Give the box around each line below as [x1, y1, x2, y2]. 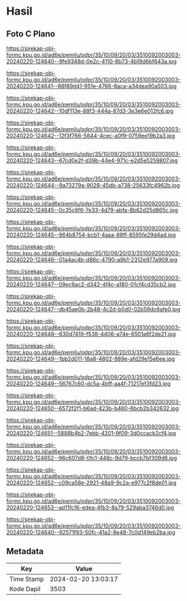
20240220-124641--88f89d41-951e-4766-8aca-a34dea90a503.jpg [6, 82, 177, 90]
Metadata [6, 546, 44, 556]
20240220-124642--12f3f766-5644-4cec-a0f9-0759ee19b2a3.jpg [6, 132, 175, 139]
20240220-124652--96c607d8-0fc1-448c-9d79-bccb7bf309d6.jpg [6, 455, 177, 461]
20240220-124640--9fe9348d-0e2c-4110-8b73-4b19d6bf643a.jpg [6, 58, 177, 65]
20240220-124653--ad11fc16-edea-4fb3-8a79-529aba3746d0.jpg [6, 504, 175, 511]
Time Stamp [9, 575, 44, 583]
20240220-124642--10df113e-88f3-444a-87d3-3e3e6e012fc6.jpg [6, 107, 174, 114]
